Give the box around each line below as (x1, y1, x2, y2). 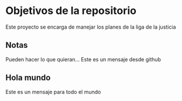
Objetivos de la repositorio (5, 4, 137, 18)
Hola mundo (5, 73, 51, 83)
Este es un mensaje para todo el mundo (5, 88, 101, 95)
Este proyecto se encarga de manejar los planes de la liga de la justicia (5, 23, 176, 30)
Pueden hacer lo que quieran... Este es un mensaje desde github (5, 55, 162, 62)
